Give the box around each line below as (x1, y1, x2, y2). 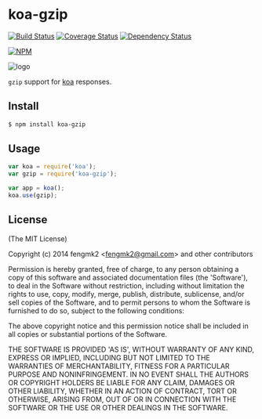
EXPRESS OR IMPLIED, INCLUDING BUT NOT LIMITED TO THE (8, 352, 210, 362)
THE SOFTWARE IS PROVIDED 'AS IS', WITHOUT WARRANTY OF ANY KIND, (8, 345, 255, 354)
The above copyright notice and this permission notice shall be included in (8, 321, 249, 331)
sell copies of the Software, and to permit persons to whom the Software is (8, 298, 251, 307)
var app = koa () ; (8, 184, 65, 193)
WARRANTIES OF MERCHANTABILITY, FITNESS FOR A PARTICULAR (8, 361, 230, 370)
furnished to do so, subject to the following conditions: (8, 305, 184, 315)
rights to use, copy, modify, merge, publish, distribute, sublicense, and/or (8, 289, 245, 298)
